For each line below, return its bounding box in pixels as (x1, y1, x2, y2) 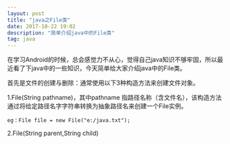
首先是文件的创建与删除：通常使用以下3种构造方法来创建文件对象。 (7, 79, 200, 87)
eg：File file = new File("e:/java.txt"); (7, 117, 130, 124)
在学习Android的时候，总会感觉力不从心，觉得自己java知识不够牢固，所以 (7, 56, 218, 64)
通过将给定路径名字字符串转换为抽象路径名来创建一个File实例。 (7, 102, 188, 110)
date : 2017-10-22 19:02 (7, 23, 76, 30)
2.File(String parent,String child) (7, 129, 99, 138)
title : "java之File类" (7, 17, 71, 23)
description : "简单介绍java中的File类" (7, 29, 115, 37)
